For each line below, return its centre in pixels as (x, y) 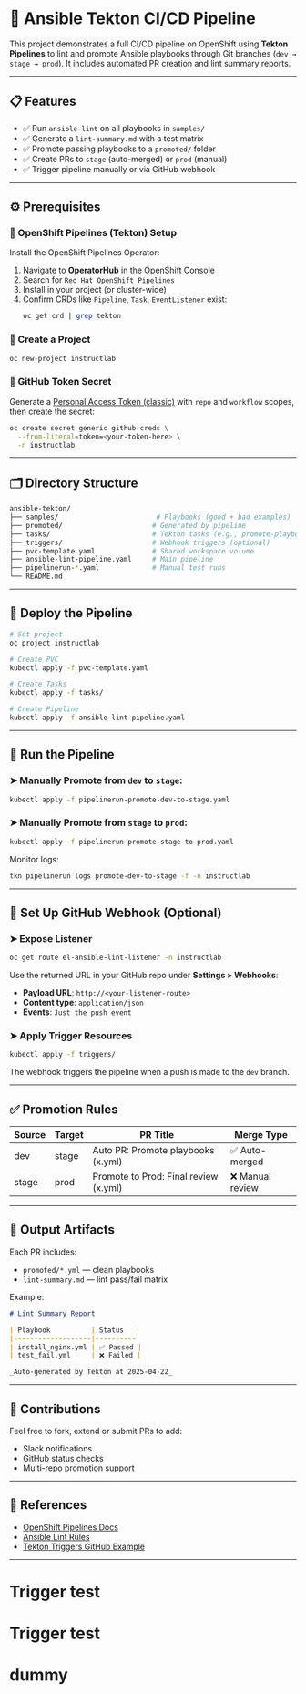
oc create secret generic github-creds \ (89, 428)
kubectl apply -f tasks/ (56, 693)
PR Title (157, 1135)
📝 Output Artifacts (62, 1230)
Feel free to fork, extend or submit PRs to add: (96, 1431)
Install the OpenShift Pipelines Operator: (85, 253)
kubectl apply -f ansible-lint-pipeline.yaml (97, 718)
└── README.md (36, 577)
